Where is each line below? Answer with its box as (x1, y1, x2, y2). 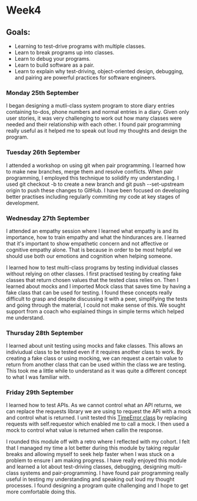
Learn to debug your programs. (14, 55, 91, 62)
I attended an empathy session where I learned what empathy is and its (6, 227, 179, 234)
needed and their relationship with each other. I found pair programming (6, 121, 181, 128)
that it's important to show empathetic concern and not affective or (6, 240, 169, 247)
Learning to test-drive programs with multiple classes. (14, 42, 146, 50)
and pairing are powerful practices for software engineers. (14, 74, 157, 81)
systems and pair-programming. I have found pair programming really (19, 470, 189, 477)
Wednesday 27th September (6, 214, 90, 222)
